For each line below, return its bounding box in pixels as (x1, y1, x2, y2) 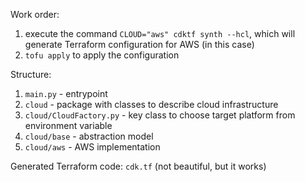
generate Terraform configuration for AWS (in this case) (24, 39, 255, 50)
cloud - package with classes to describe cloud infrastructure (24, 99, 279, 110)
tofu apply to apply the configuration (24, 49, 180, 61)
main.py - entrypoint (24, 88, 108, 99)
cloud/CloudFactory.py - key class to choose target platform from (24, 109, 296, 121)
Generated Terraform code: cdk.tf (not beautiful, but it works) (10, 160, 267, 172)
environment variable (24, 120, 113, 131)
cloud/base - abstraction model (24, 130, 154, 142)
